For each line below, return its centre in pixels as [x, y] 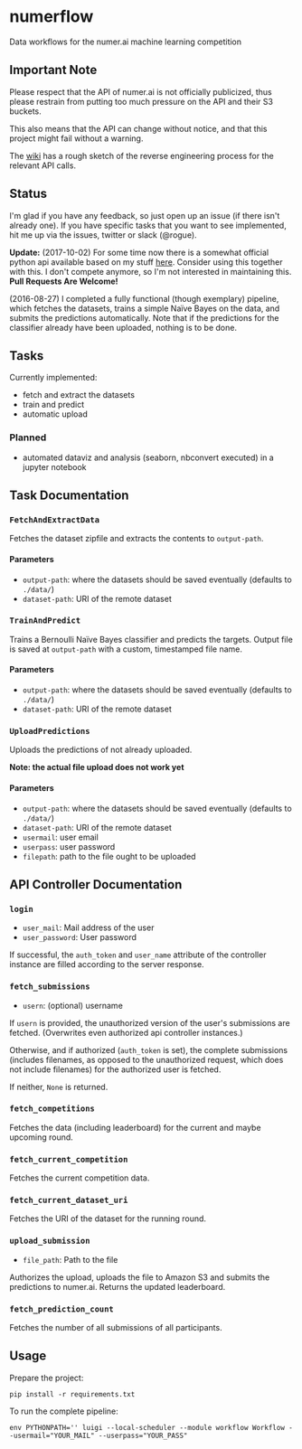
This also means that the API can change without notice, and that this [139, 128]
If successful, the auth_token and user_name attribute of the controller [138, 955]
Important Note [53, 70]
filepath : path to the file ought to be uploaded [109, 856]
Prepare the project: [47, 1378]
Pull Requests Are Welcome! [64, 281]
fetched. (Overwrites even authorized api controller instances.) [126, 1032]
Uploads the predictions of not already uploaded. [101, 750]
